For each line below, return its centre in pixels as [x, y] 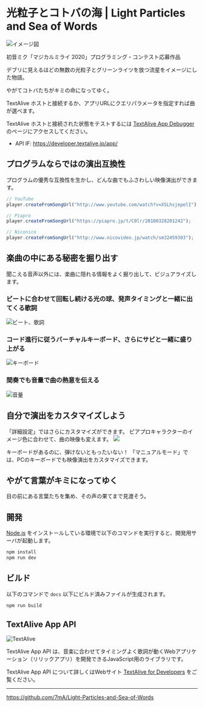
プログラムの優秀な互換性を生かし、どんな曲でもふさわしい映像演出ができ [99, 180]
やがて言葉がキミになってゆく [62, 480]
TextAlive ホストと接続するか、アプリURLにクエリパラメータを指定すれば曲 [101, 103]
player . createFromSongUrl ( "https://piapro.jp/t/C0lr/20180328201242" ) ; [99, 221]
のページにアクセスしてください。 [49, 131]
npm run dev [21, 558]
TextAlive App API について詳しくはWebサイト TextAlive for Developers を [99, 672]
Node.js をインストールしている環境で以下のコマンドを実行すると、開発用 [99, 533]
